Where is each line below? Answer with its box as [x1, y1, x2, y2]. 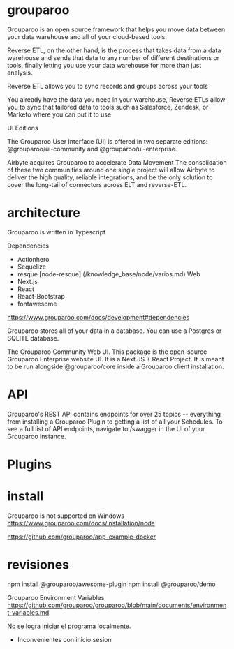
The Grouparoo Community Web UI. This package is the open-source [7, 348, 207, 356]
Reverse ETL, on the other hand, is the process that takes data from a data [7, 46, 221, 54]
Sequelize [17, 262, 47, 271]
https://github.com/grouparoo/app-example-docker [7, 532, 156, 541]
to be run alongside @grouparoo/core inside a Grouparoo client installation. [7, 362, 224, 371]
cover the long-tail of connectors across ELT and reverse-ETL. [7, 180, 187, 188]
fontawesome [17, 299, 57, 308]
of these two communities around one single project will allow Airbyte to [7, 165, 215, 174]
